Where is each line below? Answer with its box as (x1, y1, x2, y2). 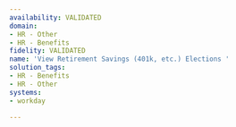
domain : (9, 21, 38, 30)
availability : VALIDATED (9, 13, 102, 22)
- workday (9, 96, 46, 106)
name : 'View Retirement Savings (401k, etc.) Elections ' (9, 55, 230, 63)
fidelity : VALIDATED (9, 47, 87, 55)
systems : (9, 88, 42, 97)
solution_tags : (9, 63, 66, 72)
